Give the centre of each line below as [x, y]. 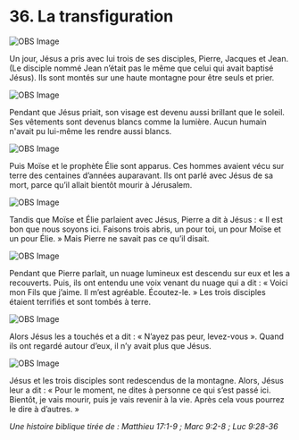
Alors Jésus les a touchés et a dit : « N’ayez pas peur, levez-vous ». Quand [146, 336]
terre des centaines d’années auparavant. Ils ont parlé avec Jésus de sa [141, 175]
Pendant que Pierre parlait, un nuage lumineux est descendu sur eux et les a [149, 273]
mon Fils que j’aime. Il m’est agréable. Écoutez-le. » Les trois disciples [137, 292]
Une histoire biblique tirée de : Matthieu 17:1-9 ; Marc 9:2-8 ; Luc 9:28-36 [144, 426]
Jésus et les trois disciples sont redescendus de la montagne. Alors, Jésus [146, 380]
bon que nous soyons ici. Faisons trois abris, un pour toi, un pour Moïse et [145, 229]
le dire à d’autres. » [45, 409]
